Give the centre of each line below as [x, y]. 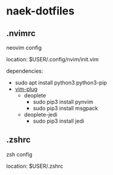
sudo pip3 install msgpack [65, 108]
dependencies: [25, 71]
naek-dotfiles [41, 11]
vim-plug [26, 89]
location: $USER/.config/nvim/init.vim [53, 59]
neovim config [24, 48]
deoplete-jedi [41, 115]
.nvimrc [21, 33]
